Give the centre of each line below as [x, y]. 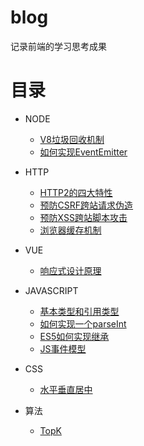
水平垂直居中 [66, 389]
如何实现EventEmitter [83, 152]
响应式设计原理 [70, 270]
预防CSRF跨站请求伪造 [86, 205]
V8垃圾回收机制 [72, 139]
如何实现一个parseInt [83, 323]
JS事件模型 [63, 348]
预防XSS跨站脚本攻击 [83, 217]
